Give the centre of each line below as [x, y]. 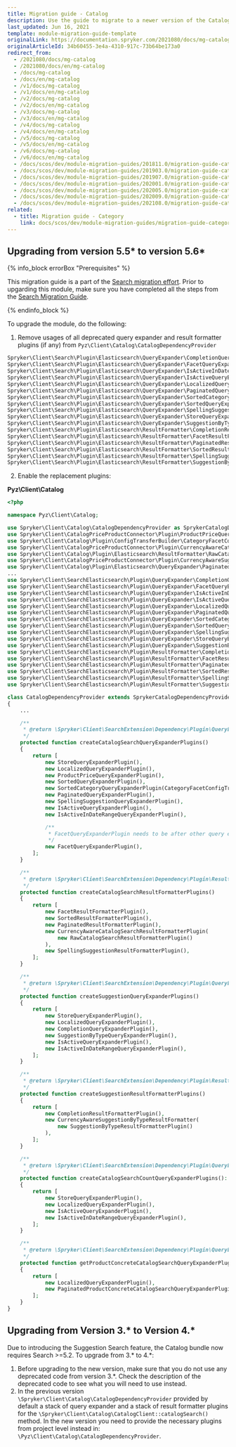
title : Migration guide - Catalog [58, 14]
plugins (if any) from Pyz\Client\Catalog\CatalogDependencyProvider [117, 345]
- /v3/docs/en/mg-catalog [52, 118]
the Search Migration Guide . [48, 297]
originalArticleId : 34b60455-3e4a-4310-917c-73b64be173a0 [94, 46]
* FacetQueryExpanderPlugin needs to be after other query [136, 833]
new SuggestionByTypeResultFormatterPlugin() [125, 1127]
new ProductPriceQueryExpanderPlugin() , [105, 775]
